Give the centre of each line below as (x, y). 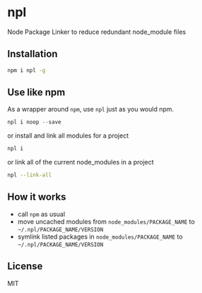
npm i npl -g (26, 70)
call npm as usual (41, 214)
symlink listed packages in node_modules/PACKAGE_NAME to (100, 237)
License (25, 267)
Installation (32, 54)
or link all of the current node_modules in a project (81, 162)
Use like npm (36, 92)
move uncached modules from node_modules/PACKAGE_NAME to (106, 221)
